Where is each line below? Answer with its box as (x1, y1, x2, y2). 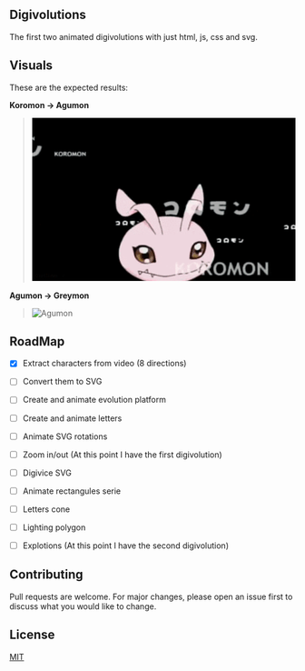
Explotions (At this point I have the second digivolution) (22, 540, 230, 551)
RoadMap (9, 334, 65, 349)
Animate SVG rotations (22, 431, 108, 442)
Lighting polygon (22, 522, 86, 533)
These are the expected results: (9, 82, 129, 93)
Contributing (9, 567, 84, 583)
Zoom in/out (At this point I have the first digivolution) (22, 449, 222, 460)
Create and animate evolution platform (22, 395, 166, 406)
